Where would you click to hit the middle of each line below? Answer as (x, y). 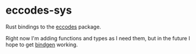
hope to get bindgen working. (42, 45)
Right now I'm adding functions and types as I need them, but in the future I (98, 38)
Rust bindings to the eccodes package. (53, 27)
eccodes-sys (39, 10)
